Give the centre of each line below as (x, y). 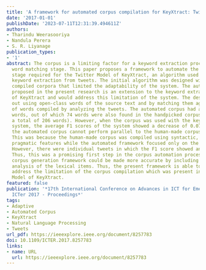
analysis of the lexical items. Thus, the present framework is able (102, 166)
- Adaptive (20, 206)
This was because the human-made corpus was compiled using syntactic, (105, 138)
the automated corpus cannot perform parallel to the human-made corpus (107, 132)
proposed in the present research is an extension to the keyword (98, 92)
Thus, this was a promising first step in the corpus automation (97, 155)
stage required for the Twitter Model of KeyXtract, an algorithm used (105, 75)
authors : (17, 29)
